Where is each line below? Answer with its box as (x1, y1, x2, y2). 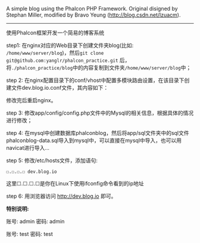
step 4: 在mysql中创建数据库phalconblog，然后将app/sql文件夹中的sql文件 (6, 130, 189, 136)
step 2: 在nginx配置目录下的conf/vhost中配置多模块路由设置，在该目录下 (6, 77, 185, 84)
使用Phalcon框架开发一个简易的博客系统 (6, 29, 105, 36)
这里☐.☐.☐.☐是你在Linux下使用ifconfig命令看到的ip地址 (6, 180, 144, 187)
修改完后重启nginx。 (6, 97, 57, 103)
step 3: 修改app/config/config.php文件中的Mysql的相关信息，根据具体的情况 (6, 109, 194, 116)
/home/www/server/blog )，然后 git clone (6, 49, 104, 56)
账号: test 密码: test (6, 231, 54, 237)
